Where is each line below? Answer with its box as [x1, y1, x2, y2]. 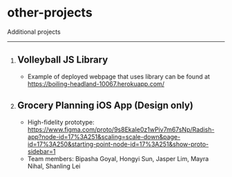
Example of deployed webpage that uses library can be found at [27, 72, 211, 81]
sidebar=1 [27, 147, 56, 156]
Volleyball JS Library [17, 54, 108, 66]
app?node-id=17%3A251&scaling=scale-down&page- [27, 132, 181, 140]
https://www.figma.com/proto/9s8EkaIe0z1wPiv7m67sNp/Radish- [27, 125, 215, 134]
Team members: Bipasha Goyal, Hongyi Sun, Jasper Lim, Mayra [27, 154, 209, 163]
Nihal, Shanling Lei [27, 162, 81, 170]
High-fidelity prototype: [27, 118, 95, 126]
